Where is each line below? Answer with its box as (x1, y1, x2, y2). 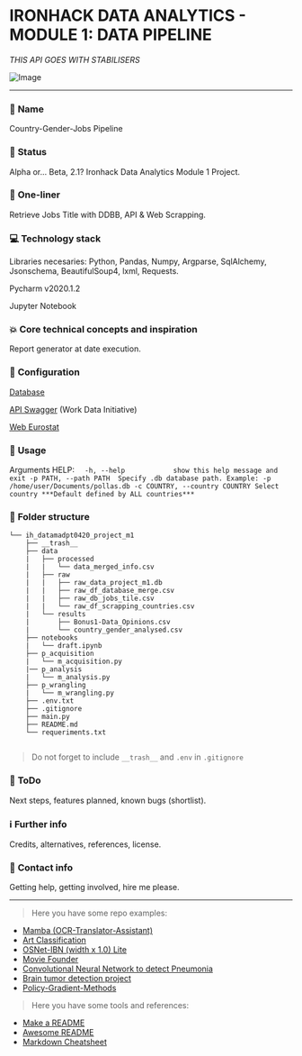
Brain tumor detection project (22, 973, 132, 984)
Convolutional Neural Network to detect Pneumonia (22, 963, 214, 974)
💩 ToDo (9, 774, 42, 787)
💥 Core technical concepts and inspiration (9, 323, 198, 336)
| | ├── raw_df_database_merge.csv (25, 587, 175, 596)
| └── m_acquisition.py (25, 657, 123, 667)
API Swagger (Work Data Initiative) (9, 404, 138, 414)
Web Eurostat (9, 421, 60, 432)
